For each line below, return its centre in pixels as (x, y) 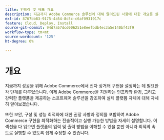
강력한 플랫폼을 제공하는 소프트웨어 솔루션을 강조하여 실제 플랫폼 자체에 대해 (77, 98)
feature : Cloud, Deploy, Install (39, 23)
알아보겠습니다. (25, 104)
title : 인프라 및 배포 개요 (30, 10)
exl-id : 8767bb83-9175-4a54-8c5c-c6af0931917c (53, 19)
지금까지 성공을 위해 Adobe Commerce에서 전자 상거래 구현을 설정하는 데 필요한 (82, 85)
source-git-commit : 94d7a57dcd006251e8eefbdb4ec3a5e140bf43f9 (70, 28)
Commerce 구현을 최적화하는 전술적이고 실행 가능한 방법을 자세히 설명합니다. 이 (81, 120)
